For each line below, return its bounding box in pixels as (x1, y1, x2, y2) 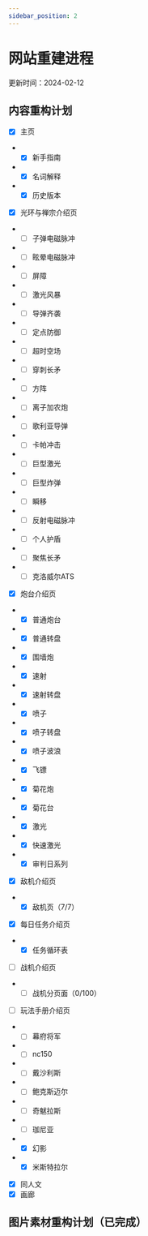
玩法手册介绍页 (19, 1006, 70, 1015)
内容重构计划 (8, 103, 73, 118)
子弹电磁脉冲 (32, 233, 75, 243)
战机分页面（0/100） (32, 989, 101, 998)
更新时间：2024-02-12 (8, 78, 85, 88)
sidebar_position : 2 (8, 11, 78, 20)
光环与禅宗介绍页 (19, 208, 78, 217)
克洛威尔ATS (32, 571, 75, 581)
